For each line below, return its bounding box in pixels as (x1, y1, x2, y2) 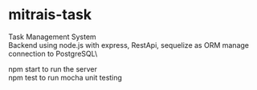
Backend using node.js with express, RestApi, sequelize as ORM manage (8, 40, 249, 49)
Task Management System (8, 32, 96, 41)
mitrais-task (8, 6, 92, 24)
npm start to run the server (8, 64, 98, 73)
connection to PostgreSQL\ (8, 49, 98, 58)
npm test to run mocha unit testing (8, 72, 123, 82)
